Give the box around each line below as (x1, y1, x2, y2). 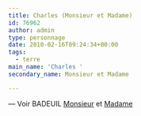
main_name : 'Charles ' (8, 63, 83, 71)
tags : (8, 48, 26, 56)
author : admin (8, 26, 55, 34)
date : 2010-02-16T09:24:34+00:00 (8, 41, 119, 49)
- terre (15, 56, 41, 64)
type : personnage (8, 33, 66, 42)
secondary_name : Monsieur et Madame (8, 70, 129, 78)
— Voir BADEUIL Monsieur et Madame (8, 99, 133, 108)
